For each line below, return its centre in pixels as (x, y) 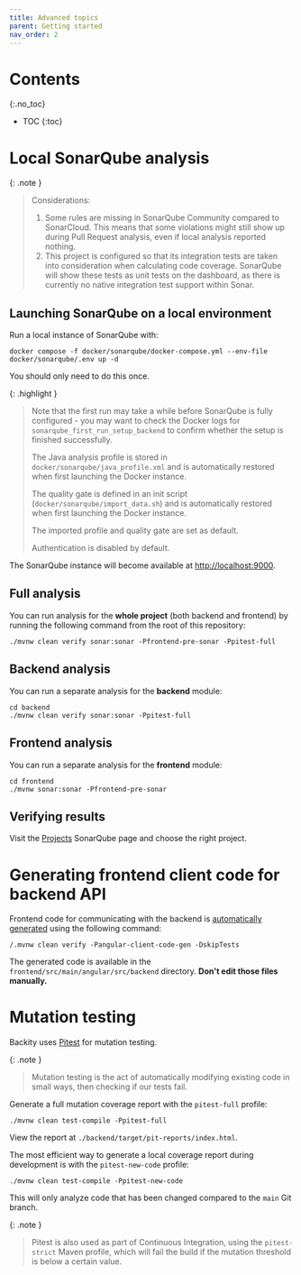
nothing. (60, 247)
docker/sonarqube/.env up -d (64, 360)
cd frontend (32, 781)
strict (44, 1253)
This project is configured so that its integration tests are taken (161, 256)
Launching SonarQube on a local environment (141, 313)
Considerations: (61, 200)
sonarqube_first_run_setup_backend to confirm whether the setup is (157, 430)
